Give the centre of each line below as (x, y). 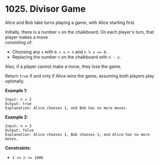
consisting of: (19, 42)
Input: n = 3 (18, 126)
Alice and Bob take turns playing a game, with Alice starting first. (70, 22)
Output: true (18, 103)
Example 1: (16, 90)
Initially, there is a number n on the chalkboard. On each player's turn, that (79, 32)
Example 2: (17, 117)
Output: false (20, 130)
